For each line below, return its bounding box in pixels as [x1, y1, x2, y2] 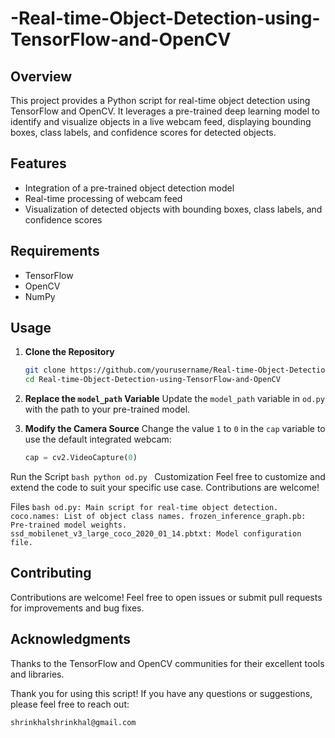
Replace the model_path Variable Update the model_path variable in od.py [24, 393, 325, 405]
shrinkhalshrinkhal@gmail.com [10, 717, 137, 727]
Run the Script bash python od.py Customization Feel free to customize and [10, 471, 326, 483]
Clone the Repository [24, 346, 115, 358]
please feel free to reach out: [10, 698, 130, 710]
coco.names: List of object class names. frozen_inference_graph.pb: [10, 512, 307, 522]
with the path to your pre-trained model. [24, 403, 191, 416]
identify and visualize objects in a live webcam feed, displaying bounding [10, 116, 312, 127]
